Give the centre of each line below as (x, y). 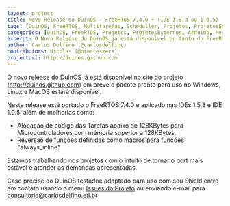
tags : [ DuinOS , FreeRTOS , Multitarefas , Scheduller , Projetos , (99, 26)
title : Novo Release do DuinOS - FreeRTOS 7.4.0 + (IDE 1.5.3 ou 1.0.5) (113, 20)
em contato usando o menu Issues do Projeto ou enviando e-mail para (106, 188)
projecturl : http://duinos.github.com (62, 58)
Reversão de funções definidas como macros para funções (101, 140)
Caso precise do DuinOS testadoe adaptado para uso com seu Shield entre (113, 181)
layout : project (30, 13)
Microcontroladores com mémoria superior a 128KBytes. (97, 132)
